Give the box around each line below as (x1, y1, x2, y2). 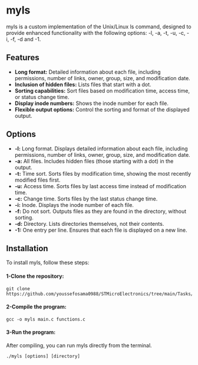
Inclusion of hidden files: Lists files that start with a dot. (14, 81, 151, 88)
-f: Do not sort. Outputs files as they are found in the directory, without (14, 208, 187, 215)
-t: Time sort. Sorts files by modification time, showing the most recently (14, 170, 192, 177)
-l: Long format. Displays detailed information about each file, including (14, 145, 188, 152)
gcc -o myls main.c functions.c (6, 316, 85, 322)
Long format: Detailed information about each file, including (14, 68, 161, 75)
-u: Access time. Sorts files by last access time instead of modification (14, 182, 187, 189)
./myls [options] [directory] (6, 353, 81, 359)
